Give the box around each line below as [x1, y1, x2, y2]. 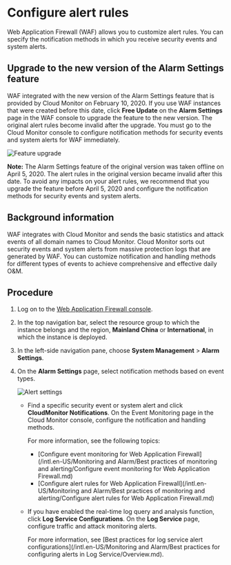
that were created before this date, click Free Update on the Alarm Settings [7, 106, 223, 115]
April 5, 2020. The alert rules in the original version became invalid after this [7, 169, 223, 178]
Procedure [7, 287, 54, 298]
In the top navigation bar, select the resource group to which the [17, 318, 200, 327]
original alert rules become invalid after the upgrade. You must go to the [7, 121, 212, 129]
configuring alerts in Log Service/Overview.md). [27, 550, 164, 559]
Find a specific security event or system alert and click [27, 401, 183, 410]
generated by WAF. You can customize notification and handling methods [7, 252, 216, 260]
